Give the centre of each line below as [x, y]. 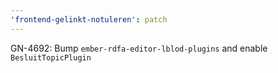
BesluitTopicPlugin [51, 57]
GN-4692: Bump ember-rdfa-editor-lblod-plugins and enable [139, 48]
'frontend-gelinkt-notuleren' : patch [89, 19]
